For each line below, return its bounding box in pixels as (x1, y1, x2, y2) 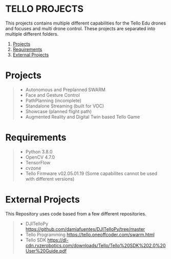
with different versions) (25, 176, 75, 182)
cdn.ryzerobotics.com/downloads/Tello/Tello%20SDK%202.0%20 (25, 242, 166, 248)
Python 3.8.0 (25, 148, 53, 155)
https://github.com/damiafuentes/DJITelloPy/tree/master (25, 226, 145, 232)
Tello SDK (25, 236, 47, 243)
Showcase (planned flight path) (25, 108, 92, 114)
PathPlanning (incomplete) (25, 97, 82, 103)
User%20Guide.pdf (25, 248, 67, 254)
